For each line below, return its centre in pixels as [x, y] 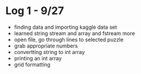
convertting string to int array [49, 52]
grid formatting [32, 64]
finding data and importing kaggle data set [66, 27]
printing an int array [38, 58]
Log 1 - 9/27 [35, 11]
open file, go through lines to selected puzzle [69, 39]
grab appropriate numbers [46, 46]
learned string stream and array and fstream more [75, 33]
